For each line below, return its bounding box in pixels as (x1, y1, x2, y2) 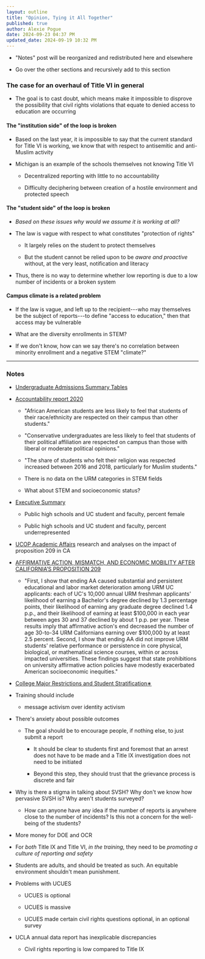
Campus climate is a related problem (6, 292, 101, 300)
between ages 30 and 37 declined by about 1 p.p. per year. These (24, 616, 190, 623)
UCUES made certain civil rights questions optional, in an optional (24, 916, 190, 923)
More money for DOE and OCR (15, 831, 93, 839)
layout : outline (6, 9, 48, 15)
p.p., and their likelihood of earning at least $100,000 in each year (24, 609, 190, 617)
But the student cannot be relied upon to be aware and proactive (24, 253, 188, 260)
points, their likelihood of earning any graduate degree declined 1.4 (24, 603, 193, 611)
